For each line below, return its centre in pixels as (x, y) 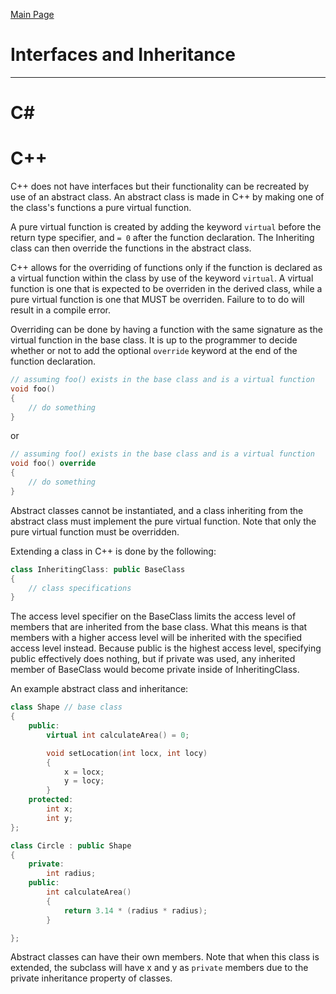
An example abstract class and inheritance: (99, 689)
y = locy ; (84, 781)
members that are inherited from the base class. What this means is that (159, 627)
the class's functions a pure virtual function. (101, 208)
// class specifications (80, 588)
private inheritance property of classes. (91, 978)
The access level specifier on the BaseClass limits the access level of (153, 616)
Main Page (32, 14)
